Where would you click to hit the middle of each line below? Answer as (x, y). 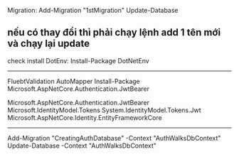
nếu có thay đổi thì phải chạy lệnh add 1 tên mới (114, 32)
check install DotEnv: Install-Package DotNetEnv (78, 60)
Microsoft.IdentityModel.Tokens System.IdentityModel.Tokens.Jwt (104, 110)
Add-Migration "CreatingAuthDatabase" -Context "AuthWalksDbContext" (114, 138)
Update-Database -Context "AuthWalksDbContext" (82, 146)
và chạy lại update (49, 44)
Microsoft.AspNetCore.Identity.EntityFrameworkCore (85, 117)
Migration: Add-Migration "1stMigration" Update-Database (93, 10)
